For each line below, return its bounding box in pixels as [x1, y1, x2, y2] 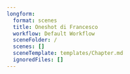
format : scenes [13, 17, 58, 24]
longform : [6, 10, 36, 18]
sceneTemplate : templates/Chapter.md [13, 50, 124, 57]
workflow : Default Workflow [13, 30, 96, 37]
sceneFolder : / [13, 37, 58, 44]
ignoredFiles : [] [13, 56, 64, 63]
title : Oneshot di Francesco [13, 23, 98, 30]
